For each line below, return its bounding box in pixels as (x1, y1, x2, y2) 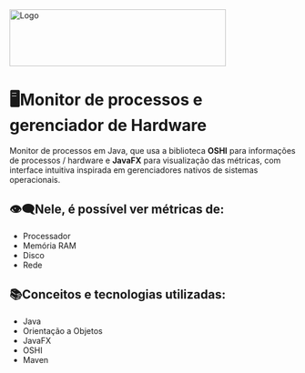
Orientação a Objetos (22, 325, 103, 336)
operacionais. (9, 174, 61, 185)
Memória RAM (22, 240, 77, 251)
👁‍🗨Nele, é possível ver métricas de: (9, 202, 225, 217)
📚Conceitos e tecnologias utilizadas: (9, 287, 226, 303)
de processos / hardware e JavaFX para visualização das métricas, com (9, 155, 281, 166)
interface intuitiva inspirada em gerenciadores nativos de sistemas (9, 164, 259, 176)
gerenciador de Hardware (9, 116, 208, 136)
